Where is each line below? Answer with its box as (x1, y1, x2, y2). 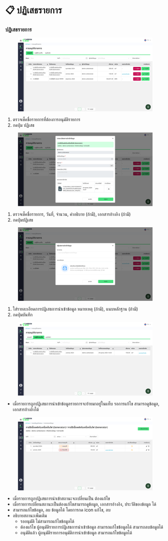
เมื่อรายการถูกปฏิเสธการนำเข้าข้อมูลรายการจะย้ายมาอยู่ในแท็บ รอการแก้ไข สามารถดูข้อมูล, (12, 401, 160, 407)
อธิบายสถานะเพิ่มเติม (12, 512, 47, 518)
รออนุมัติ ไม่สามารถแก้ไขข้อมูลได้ (20, 518, 75, 524)
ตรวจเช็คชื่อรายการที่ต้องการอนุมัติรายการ (12, 117, 81, 123)
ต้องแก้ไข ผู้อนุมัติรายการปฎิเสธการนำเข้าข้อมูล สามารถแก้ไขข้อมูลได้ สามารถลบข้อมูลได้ (20, 524, 163, 530)
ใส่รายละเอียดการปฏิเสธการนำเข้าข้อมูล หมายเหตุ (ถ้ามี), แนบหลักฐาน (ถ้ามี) (12, 306, 139, 312)
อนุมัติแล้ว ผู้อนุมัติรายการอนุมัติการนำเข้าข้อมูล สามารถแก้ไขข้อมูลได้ (20, 529, 132, 535)
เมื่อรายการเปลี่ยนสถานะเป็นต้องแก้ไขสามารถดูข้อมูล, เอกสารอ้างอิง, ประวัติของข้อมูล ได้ (12, 501, 156, 507)
